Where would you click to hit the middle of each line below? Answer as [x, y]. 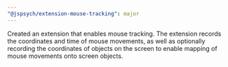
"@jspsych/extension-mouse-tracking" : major [73, 14]
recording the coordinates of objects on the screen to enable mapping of [112, 48]
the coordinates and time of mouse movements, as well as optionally [106, 41]
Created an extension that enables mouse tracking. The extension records [114, 33]
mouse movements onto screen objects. [65, 56]
